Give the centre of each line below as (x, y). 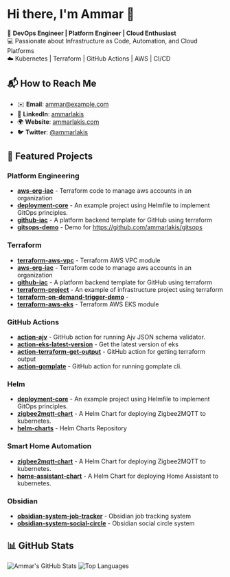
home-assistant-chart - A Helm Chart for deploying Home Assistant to (118, 476)
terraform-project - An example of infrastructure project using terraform (120, 289)
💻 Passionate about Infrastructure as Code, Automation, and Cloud (102, 41)
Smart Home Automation (49, 446)
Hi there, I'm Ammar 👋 (71, 14)
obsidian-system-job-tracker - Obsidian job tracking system (104, 516)
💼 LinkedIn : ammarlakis (50, 114)
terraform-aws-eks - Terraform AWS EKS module (88, 304)
